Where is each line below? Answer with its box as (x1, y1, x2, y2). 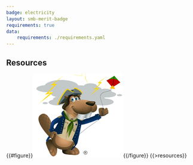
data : (6, 29, 20, 35)
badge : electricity (6, 10, 55, 15)
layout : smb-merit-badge (6, 15, 68, 22)
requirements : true (6, 22, 55, 28)
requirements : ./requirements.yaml (17, 35, 106, 41)
